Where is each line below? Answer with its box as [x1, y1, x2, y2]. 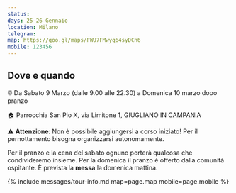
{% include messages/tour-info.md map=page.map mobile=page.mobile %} [7, 177, 230, 185]
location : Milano [7, 23, 59, 31]
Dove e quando [7, 70, 76, 82]
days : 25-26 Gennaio [7, 17, 69, 24]
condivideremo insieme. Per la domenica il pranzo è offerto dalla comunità [7, 155, 225, 164]
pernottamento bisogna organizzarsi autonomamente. [7, 134, 164, 143]
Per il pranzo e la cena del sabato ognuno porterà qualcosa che [7, 148, 193, 157]
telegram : [7, 30, 37, 38]
